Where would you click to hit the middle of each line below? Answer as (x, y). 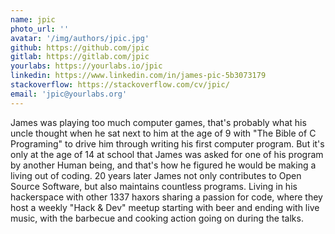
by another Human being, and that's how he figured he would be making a (163, 165)
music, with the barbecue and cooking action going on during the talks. (157, 218)
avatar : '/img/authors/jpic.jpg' (80, 38)
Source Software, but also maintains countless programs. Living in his (154, 186)
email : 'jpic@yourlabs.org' (69, 94)
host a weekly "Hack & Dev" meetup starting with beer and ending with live (165, 207)
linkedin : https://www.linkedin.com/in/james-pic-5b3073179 (138, 76)
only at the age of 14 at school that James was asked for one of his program (167, 154)
